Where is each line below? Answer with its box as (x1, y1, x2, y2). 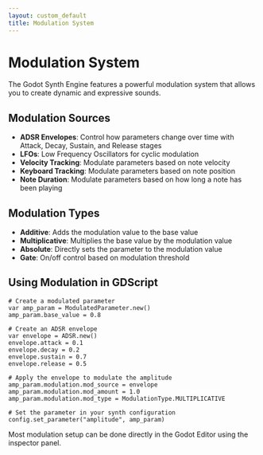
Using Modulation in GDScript (8, 276, 159, 289)
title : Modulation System (8, 19, 94, 27)
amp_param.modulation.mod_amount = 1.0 (8, 387, 141, 395)
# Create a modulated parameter (8, 296, 115, 305)
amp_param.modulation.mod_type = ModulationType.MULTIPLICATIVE (8, 394, 226, 402)
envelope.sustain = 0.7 (8, 352, 87, 361)
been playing (19, 183, 63, 193)
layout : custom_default (8, 11, 87, 20)
